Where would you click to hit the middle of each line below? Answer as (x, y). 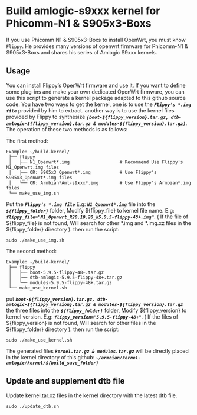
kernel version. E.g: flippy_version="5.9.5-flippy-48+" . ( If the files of (92, 316)
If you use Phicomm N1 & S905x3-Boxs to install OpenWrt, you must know (96, 40)
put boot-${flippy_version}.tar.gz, (51, 299)
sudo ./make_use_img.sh (35, 240)
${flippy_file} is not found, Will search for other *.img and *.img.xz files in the (99, 223)
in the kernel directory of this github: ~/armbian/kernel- (74, 357)
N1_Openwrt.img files (33, 167)
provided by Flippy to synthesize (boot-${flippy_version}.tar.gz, (87, 117)
